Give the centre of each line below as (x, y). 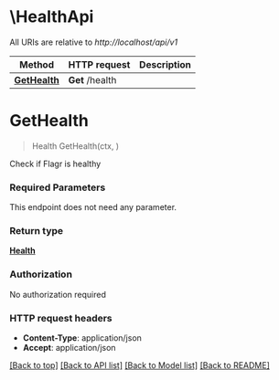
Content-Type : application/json (82, 338)
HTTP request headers (61, 318)
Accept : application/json (69, 348)
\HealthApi (52, 17)
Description (165, 64)
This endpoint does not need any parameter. (93, 207)
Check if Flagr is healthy (55, 164)
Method (37, 64)
